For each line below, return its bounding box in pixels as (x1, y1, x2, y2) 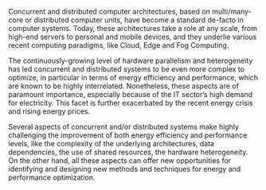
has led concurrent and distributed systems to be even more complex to (8, 64, 245, 74)
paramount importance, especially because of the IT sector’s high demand (8, 90, 253, 99)
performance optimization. (8, 173, 96, 182)
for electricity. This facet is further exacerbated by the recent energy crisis (8, 99, 253, 107)
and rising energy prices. (8, 107, 90, 116)
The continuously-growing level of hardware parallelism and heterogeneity (8, 56, 253, 65)
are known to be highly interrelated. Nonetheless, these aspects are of (8, 81, 239, 91)
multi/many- (212, 7, 252, 16)
